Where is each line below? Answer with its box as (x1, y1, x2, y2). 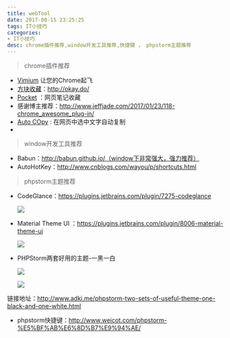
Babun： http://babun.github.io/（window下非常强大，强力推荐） (16, 154, 200, 162)
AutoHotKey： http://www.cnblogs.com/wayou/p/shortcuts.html (16, 162, 197, 171)
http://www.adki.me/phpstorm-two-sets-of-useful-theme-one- (37, 294, 216, 302)
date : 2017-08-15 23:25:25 (7, 16, 84, 23)
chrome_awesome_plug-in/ (16, 110, 95, 117)
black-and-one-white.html (7, 302, 81, 310)
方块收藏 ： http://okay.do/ (16, 85, 89, 93)
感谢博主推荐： (16, 102, 60, 110)
